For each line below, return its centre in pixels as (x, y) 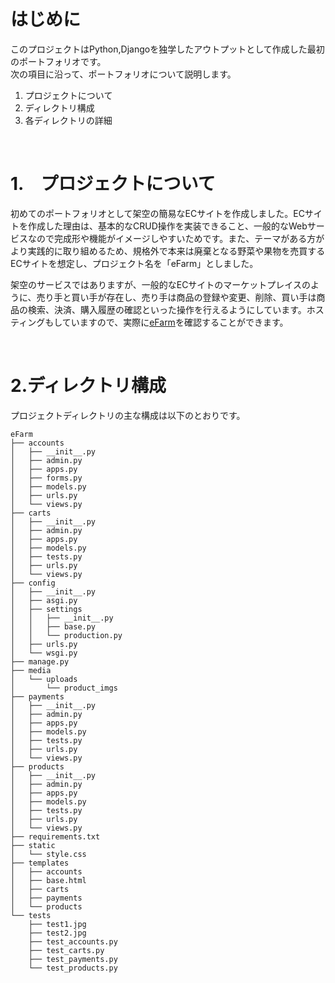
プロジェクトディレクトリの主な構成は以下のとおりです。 (128, 415)
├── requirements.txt (55, 836)
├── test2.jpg (57, 933)
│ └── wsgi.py (44, 653)
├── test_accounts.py (73, 941)
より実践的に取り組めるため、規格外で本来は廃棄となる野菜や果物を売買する (168, 251)
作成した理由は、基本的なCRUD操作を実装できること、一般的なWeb (167, 226)
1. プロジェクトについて (113, 184)
